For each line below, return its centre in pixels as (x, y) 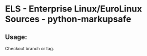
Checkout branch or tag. (30, 49)
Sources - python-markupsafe (68, 19)
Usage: (16, 37)
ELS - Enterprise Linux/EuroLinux (74, 9)
